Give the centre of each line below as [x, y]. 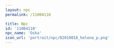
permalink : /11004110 [28, 15]
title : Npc [17, 24]
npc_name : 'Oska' [24, 33]
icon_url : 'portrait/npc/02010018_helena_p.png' [58, 38]
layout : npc [18, 10]
